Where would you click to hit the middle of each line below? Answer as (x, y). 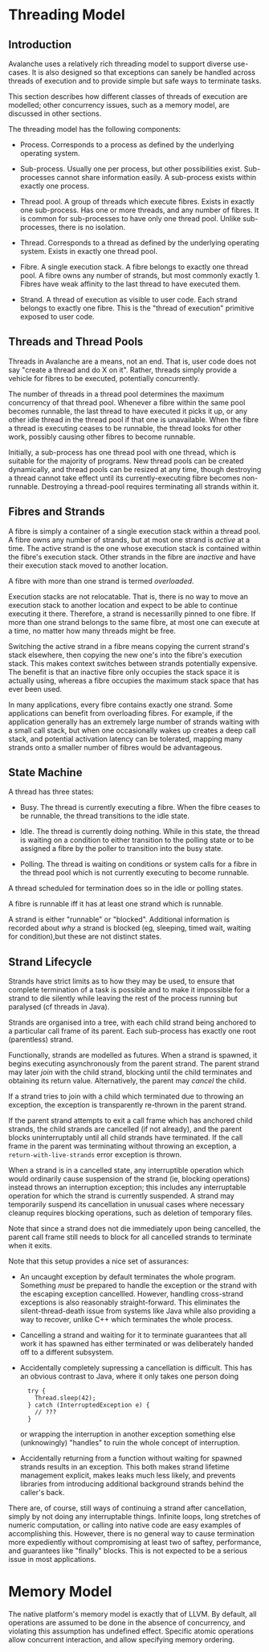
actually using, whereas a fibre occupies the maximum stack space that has (134, 680)
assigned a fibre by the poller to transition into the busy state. (121, 849)
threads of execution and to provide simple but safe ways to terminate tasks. (135, 81)
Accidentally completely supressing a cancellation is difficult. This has (136, 1368)
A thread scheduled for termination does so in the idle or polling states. (126, 888)
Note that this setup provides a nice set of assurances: (99, 1261)
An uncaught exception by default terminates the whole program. (128, 1277)
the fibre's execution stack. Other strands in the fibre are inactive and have (132, 557)
